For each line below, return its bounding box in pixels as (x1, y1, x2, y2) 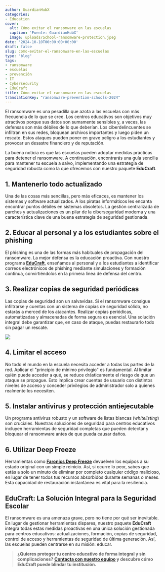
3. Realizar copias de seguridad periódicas (5, 285, 139, 293)
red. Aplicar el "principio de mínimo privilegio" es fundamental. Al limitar (5, 367, 152, 373)
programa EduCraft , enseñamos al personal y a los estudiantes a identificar (5, 260, 159, 266)
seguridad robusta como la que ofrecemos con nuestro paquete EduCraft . (5, 166, 157, 172)
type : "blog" (5, 53, 32, 59)
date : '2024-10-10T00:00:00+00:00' (5, 40, 79, 45)
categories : (5, 12, 30, 17)
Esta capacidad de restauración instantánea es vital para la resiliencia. (5, 480, 148, 486)
